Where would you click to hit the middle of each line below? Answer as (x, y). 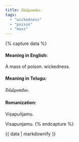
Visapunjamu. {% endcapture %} (40, 124)
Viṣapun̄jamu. (19, 114)
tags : (11, 15)
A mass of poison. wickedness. (38, 66)
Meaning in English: (27, 55)
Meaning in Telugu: (26, 78)
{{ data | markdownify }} (31, 134)
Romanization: (21, 103)
